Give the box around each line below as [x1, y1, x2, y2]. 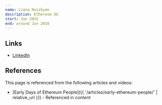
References [5, 67, 41, 75]
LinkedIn [12, 52, 30, 58]
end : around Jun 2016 [5, 21, 50, 26]
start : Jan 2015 [5, 16, 39, 21]
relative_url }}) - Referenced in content [12, 94, 91, 100]
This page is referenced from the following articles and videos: [5, 79, 133, 85]
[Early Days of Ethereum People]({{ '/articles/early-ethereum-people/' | [12, 89, 158, 95]
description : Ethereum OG [5, 12, 58, 17]
